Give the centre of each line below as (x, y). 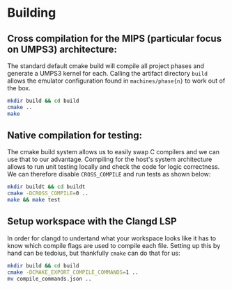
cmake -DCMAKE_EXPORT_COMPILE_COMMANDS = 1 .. (73, 272)
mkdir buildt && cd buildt (46, 187)
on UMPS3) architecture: (62, 49)
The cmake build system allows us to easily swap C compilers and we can (114, 152)
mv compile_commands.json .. (49, 279)
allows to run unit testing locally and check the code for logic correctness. (114, 167)
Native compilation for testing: (75, 136)
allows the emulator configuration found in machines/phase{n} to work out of (116, 81)
